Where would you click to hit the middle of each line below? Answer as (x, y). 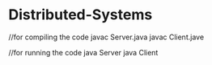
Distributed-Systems (81, 15)
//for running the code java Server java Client (83, 52)
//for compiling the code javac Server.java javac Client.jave (106, 37)
